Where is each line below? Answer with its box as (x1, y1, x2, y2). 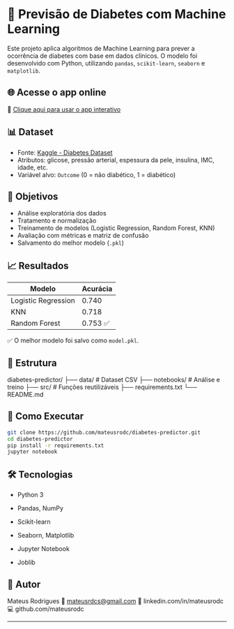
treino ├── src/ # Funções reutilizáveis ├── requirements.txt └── (7, 383, 197, 391)
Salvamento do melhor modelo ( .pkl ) (17, 238, 124, 247)
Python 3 (17, 491, 44, 499)
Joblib (17, 558, 36, 567)
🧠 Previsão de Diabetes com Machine (7, 6, 226, 22)
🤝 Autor (7, 578, 41, 590)
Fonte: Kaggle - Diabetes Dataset (17, 148, 113, 156)
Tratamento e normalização (17, 216, 97, 225)
